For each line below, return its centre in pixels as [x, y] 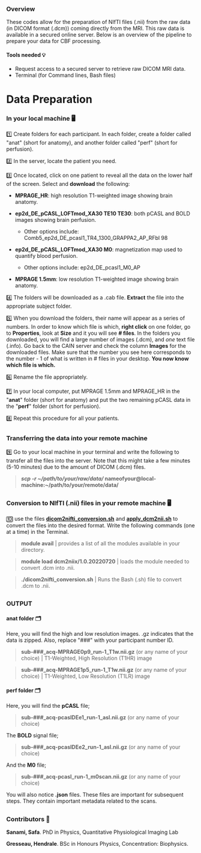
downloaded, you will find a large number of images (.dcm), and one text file [100, 339]
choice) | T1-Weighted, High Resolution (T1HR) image [86, 658]
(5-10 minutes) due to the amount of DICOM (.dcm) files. [76, 467]
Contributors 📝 [28, 819]
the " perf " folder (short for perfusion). [53, 406]
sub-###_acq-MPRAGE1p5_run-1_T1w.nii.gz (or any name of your [104, 670]
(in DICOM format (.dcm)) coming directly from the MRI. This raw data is [95, 28]
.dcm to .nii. [35, 585]
